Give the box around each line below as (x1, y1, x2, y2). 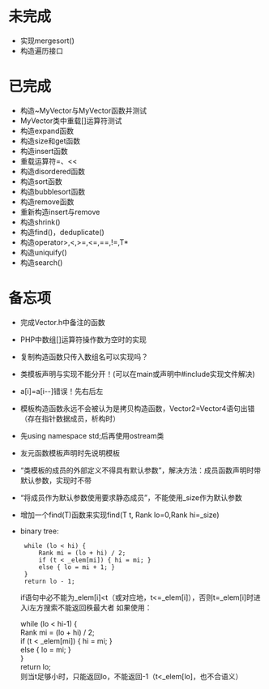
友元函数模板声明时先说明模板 (19, 447, 120, 458)
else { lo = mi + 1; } (38, 563, 115, 571)
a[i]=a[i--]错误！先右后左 (19, 386, 104, 396)
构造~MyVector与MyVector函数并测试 (19, 105, 147, 115)
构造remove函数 (19, 196, 75, 207)
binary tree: (19, 526, 59, 536)
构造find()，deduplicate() (19, 227, 105, 237)
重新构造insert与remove (19, 207, 100, 216)
